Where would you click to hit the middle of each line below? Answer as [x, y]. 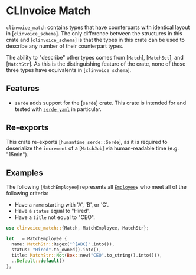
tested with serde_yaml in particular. [58, 109]
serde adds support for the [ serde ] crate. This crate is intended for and [100, 103]
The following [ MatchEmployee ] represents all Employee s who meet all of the [97, 187]
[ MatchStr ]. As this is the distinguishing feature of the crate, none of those [96, 64]
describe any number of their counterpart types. [65, 46]
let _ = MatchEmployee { [37, 239]
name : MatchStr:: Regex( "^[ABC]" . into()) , [63, 244]
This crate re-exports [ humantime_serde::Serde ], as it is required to [87, 142]
